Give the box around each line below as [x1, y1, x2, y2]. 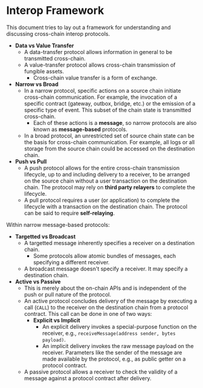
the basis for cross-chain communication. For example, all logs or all [24, 138, 195, 145]
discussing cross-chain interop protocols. [6, 30, 110, 37]
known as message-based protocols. [33, 125, 128, 133]
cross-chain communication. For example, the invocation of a [24, 93, 178, 101]
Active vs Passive [15, 278, 61, 285]
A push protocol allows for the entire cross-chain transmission [24, 164, 180, 172]
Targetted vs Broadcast [15, 233, 76, 240]
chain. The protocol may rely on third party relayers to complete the [24, 183, 196, 191]
